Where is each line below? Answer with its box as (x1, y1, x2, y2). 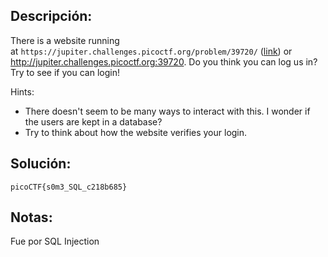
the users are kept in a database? (24, 115, 163, 128)
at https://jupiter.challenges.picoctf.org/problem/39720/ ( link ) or (10, 45, 293, 57)
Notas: (10, 209, 53, 226)
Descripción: (10, 8, 93, 25)
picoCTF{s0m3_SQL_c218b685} (10, 182, 128, 192)
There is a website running (10, 34, 120, 46)
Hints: (10, 85, 35, 98)
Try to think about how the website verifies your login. (24, 126, 248, 138)
